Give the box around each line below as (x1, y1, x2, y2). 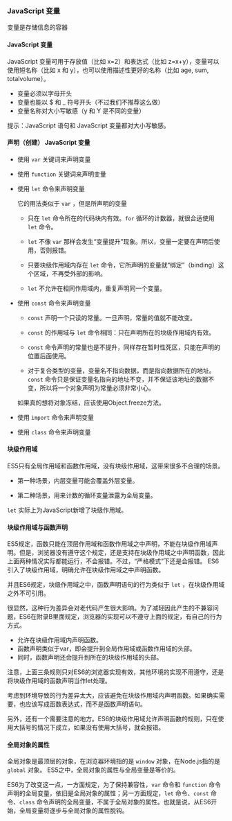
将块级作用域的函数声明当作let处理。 (7, 677, 112, 685)
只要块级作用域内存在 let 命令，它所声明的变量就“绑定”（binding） (27, 261, 219, 269)
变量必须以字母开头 (17, 89, 72, 98)
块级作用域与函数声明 (7, 523, 68, 531)
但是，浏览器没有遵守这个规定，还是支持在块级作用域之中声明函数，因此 (19, 549, 225, 557)
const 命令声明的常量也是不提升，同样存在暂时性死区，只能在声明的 (27, 343, 221, 351)
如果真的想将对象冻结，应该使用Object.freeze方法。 (17, 398, 166, 407)
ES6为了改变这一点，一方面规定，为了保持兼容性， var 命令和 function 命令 (7, 781, 221, 789)
